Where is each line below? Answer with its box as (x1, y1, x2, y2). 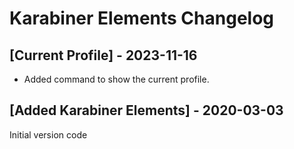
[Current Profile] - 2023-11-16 (9, 47, 198, 64)
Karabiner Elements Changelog (9, 7, 275, 30)
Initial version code (9, 128, 88, 141)
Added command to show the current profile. (23, 73, 210, 85)
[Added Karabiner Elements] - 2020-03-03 (9, 102, 284, 119)
